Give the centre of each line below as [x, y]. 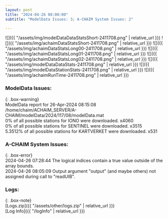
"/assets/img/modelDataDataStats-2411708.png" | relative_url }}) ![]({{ [77, 65]
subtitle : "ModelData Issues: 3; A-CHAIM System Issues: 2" [69, 19]
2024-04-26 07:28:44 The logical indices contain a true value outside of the [84, 160]
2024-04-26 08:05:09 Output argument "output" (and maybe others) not [81, 171]
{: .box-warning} [22, 99]
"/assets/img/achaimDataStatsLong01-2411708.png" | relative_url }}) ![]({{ [81, 54]
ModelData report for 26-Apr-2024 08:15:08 [51, 104]
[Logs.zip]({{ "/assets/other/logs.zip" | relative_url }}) [60, 206]
